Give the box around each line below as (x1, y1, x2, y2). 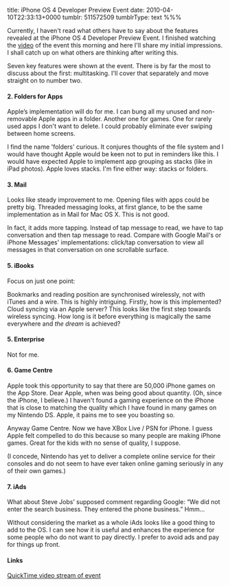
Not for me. (7, 350, 40, 359)
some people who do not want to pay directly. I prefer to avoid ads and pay (7, 533, 220, 541)
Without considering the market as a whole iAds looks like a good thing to (7, 519, 216, 527)
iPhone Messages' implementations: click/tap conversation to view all (7, 238, 204, 247)
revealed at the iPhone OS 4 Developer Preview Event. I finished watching (7, 34, 216, 42)
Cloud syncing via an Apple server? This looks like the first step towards (7, 304, 211, 313)
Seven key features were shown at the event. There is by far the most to (7, 62, 211, 70)
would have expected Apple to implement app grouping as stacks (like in (7, 158, 213, 166)
